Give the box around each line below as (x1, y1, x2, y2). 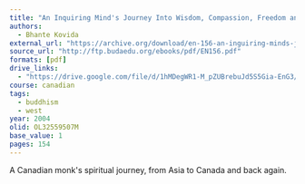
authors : (9, 22, 43, 31)
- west (17, 106, 43, 115)
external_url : (9, 38, 64, 48)
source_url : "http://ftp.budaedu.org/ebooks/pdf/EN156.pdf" (9, 47, 242, 56)
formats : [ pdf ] (9, 55, 67, 64)
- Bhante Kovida (17, 30, 79, 39)
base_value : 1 (9, 131, 64, 140)
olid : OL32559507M (9, 123, 79, 132)
